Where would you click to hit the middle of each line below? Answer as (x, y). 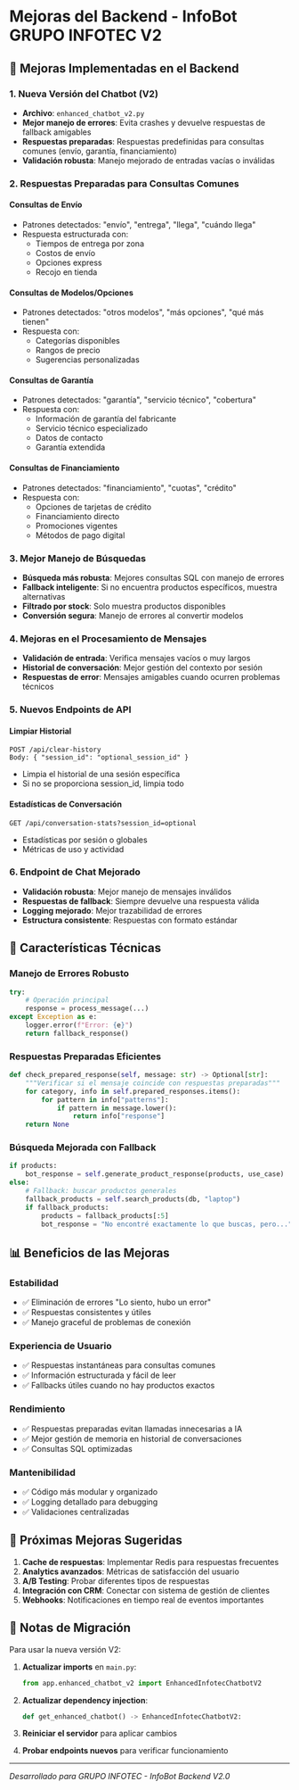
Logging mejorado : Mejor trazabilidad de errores (112, 910)
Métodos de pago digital (80, 535)
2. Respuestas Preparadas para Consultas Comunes (125, 183)
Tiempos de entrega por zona (90, 244)
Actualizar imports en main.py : (79, 1667)
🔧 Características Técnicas (85, 948)
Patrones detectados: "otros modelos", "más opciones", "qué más (143, 312)
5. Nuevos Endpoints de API (70, 709)
